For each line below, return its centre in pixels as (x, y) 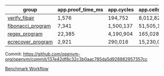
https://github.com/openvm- (52, 54)
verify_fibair (21, 18)
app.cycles (121, 10)
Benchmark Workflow (27, 69)
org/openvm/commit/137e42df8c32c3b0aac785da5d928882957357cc (76, 59)
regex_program (25, 34)
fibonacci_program (29, 26)
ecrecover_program (30, 42)
